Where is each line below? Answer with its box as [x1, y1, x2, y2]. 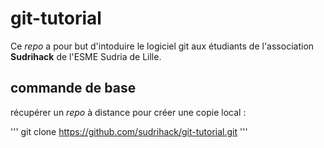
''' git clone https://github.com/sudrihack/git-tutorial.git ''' [10, 125, 248, 137]
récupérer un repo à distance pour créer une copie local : [10, 106, 247, 118]
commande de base [10, 80, 137, 97]
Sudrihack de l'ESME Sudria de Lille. [10, 50, 162, 62]
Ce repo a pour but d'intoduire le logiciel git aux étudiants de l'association [10, 40, 315, 52]
